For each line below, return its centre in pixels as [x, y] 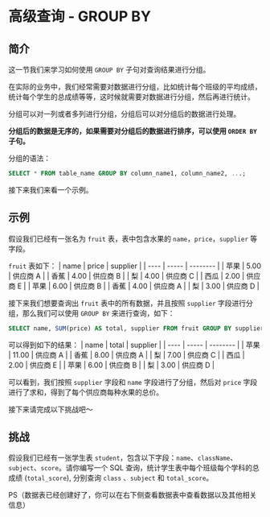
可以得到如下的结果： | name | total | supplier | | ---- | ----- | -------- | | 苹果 [134, 345]
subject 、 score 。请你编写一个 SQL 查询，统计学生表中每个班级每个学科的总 [134, 468]
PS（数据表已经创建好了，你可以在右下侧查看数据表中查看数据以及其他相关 [133, 495]
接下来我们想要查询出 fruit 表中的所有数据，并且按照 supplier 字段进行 [127, 303]
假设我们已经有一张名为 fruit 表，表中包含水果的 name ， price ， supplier [129, 238]
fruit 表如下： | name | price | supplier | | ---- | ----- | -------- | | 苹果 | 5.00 [135, 266]
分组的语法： [29, 158]
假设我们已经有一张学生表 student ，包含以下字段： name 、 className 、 [123, 458]
